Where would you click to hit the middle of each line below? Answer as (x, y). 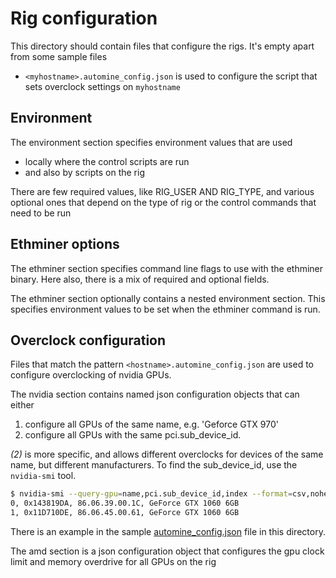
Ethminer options (65, 244)
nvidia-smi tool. (43, 476)
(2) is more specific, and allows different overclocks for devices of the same (167, 454)
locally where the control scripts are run (107, 161)
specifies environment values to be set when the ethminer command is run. (165, 309)
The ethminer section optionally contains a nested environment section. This (168, 298)
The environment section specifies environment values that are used (151, 142)
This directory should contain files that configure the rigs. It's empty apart (162, 46)
